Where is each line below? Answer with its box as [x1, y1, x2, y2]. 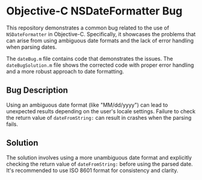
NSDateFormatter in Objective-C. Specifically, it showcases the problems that [6, 30, 196, 37]
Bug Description [6, 85, 68, 96]
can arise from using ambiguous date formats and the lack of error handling [6, 37, 194, 44]
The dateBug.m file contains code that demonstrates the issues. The [6, 55, 173, 62]
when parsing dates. [6, 43, 57, 51]
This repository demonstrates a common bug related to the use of [6, 24, 170, 31]
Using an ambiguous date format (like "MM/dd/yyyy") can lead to [6, 101, 168, 108]
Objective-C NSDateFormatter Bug [6, 4, 183, 18]
